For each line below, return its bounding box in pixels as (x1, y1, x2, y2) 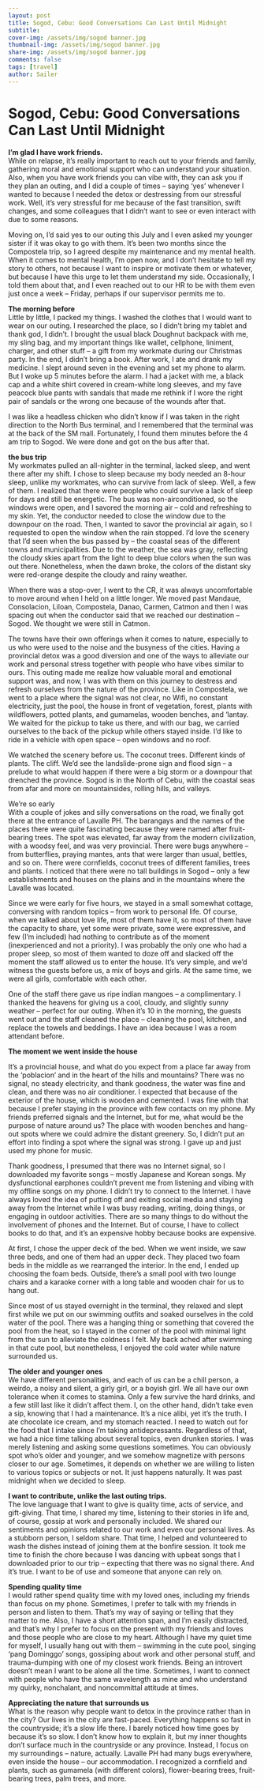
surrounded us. (8, 1351, 58, 1360)
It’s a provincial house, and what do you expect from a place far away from (8, 1061, 251, 1071)
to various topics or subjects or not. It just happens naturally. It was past (8, 1467, 243, 1476)
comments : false (8, 56, 61, 64)
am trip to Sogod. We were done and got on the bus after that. (8, 436, 210, 447)
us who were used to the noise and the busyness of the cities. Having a (8, 642, 240, 652)
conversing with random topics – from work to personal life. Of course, (8, 907, 238, 916)
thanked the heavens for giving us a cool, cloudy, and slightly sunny (8, 997, 229, 1007)
